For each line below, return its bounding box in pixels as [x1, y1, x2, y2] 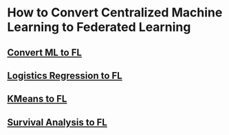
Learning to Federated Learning [7, 19, 191, 35]
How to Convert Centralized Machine [7, 5, 223, 21]
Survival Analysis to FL [7, 116, 108, 128]
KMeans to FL [7, 93, 67, 105]
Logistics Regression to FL [7, 70, 122, 82]
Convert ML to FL [7, 47, 83, 58]
